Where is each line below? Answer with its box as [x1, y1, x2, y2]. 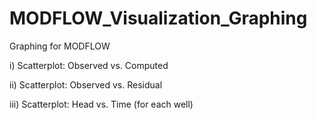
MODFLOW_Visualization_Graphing [9, 7, 308, 30]
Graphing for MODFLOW [9, 40, 111, 52]
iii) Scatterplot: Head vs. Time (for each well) [9, 98, 194, 110]
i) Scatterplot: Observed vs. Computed [9, 59, 169, 71]
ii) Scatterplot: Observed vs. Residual [9, 78, 163, 91]
